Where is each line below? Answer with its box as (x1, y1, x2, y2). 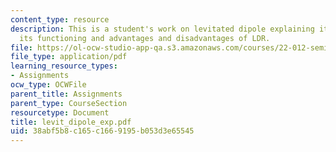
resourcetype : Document (10, 107, 110, 118)
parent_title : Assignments (10, 89, 123, 99)
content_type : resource (10, 14, 110, 25)
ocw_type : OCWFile (10, 80, 87, 90)
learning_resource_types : (10, 61, 118, 71)
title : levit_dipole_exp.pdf (10, 117, 132, 127)
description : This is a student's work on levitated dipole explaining (10, 24, 315, 34)
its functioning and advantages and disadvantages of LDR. (19, 33, 271, 43)
